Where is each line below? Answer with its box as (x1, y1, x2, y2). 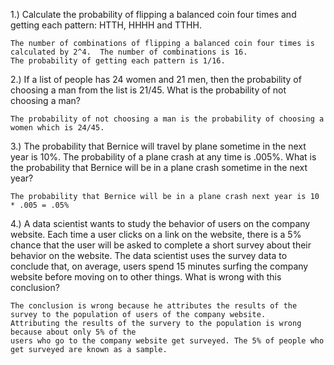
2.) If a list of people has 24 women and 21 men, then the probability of (10, 74, 302, 85)
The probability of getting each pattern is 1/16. (10, 56, 226, 66)
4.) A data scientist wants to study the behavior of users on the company (10, 218, 311, 229)
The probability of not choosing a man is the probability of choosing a (10, 114, 325, 124)
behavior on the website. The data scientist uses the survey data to (10, 250, 288, 261)
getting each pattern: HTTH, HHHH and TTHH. (10, 19, 202, 31)
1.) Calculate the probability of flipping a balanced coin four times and (10, 9, 297, 20)
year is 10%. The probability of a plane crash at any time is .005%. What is (10, 151, 317, 163)
